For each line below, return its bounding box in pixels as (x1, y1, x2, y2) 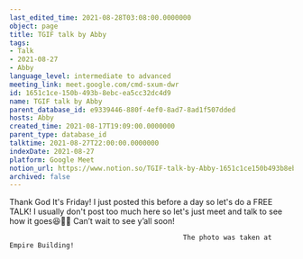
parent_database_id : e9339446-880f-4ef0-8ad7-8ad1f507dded (9, 105, 236, 114)
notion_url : (9, 164, 54, 173)
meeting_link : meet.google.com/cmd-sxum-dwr (9, 80, 179, 89)
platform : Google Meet (9, 155, 95, 165)
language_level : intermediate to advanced (9, 72, 171, 81)
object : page (9, 22, 59, 31)
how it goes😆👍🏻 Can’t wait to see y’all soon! (9, 216, 176, 227)
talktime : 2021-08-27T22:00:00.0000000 (9, 138, 160, 147)
